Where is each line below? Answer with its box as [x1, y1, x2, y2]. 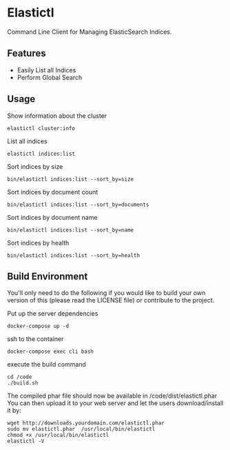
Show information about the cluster [7, 112, 107, 120]
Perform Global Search [17, 73, 83, 81]
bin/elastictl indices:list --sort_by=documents [7, 201, 149, 208]
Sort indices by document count [7, 187, 98, 196]
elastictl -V [7, 438, 45, 445]
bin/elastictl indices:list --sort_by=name [7, 226, 134, 234]
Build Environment [7, 270, 88, 282]
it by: [7, 407, 22, 415]
